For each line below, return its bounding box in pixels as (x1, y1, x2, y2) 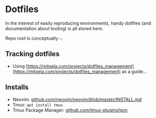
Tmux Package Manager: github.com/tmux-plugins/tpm (12, 107, 128, 113)
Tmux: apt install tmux (12, 101, 63, 107)
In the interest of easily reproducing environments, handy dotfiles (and (5, 20, 151, 26)
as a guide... (121, 68, 147, 74)
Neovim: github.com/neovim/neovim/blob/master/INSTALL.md (12, 96, 142, 102)
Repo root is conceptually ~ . (5, 35, 63, 41)
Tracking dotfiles (5, 50, 60, 58)
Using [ (12, 63, 28, 69)
